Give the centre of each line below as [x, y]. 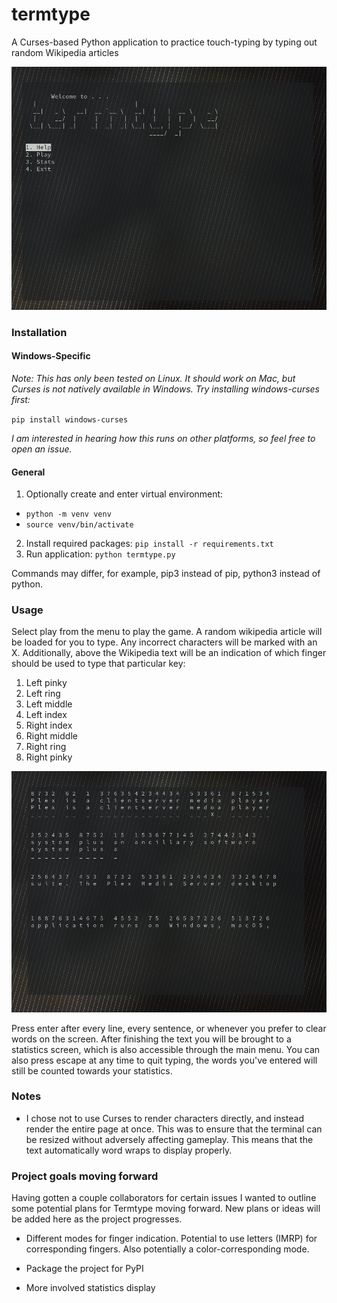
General [28, 472]
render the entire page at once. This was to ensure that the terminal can [174, 1129]
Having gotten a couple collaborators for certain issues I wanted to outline [164, 1198]
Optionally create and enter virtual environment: [124, 494]
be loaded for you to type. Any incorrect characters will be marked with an [164, 642]
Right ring [46, 747]
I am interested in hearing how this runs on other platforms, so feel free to [163, 438]
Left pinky [46, 683]
